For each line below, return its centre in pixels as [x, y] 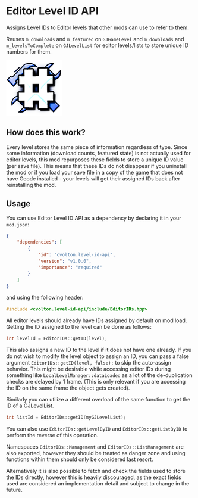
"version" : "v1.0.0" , [65, 261]
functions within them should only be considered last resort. [80, 459]
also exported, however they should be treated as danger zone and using [96, 453]
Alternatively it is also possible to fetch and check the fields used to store [96, 471]
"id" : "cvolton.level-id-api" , [77, 255]
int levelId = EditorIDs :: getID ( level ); [57, 339]
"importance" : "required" [70, 267]
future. [14, 490]
